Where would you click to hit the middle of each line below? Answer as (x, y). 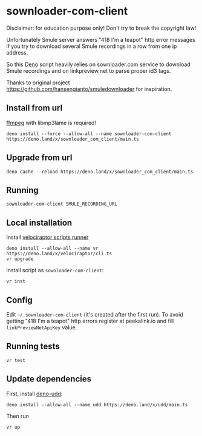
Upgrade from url (39, 158)
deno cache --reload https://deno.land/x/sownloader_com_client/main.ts (100, 172)
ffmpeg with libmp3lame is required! (51, 122)
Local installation (39, 223)
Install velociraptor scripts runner (47, 237)
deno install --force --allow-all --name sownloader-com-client (89, 134)
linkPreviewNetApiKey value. (42, 327)
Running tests (33, 347)
